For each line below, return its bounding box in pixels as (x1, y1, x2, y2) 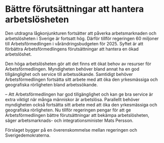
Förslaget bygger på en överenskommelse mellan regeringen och (5, 127, 137, 133)
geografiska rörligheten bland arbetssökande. (5, 81, 98, 87)
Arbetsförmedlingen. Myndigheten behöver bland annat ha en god (5, 66, 139, 72)
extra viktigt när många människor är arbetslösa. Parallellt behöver (5, 96, 140, 102)
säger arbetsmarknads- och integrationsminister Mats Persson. (5, 117, 134, 123)
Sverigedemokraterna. (5, 132, 51, 138)
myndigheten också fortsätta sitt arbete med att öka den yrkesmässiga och (5, 102, 158, 107)
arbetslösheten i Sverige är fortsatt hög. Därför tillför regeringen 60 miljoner (5, 36, 159, 41)
